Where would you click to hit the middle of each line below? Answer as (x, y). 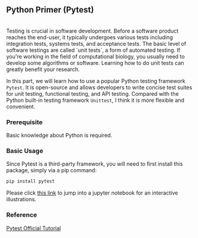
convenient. (21, 106)
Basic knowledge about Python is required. (59, 136)
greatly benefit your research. (43, 69)
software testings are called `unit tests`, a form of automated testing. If (93, 50)
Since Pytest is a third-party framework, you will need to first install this (94, 164)
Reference (22, 215)
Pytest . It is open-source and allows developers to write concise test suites (99, 87)
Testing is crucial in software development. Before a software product (92, 31)
